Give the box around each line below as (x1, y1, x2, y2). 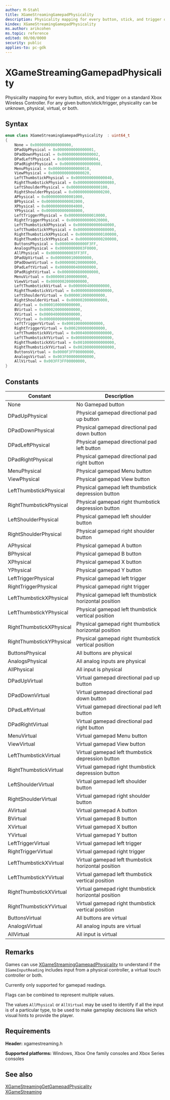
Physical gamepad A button (76, 542, 142, 549)
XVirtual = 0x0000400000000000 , (14, 312, 82, 317)
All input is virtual (76, 931, 117, 938)
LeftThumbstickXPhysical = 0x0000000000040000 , (14, 223, 116, 228)
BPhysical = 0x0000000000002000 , (14, 199, 85, 204)
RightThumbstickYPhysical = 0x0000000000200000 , (14, 236, 119, 242)
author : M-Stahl (5, 7, 39, 13)
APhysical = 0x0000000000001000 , (14, 194, 85, 199)
